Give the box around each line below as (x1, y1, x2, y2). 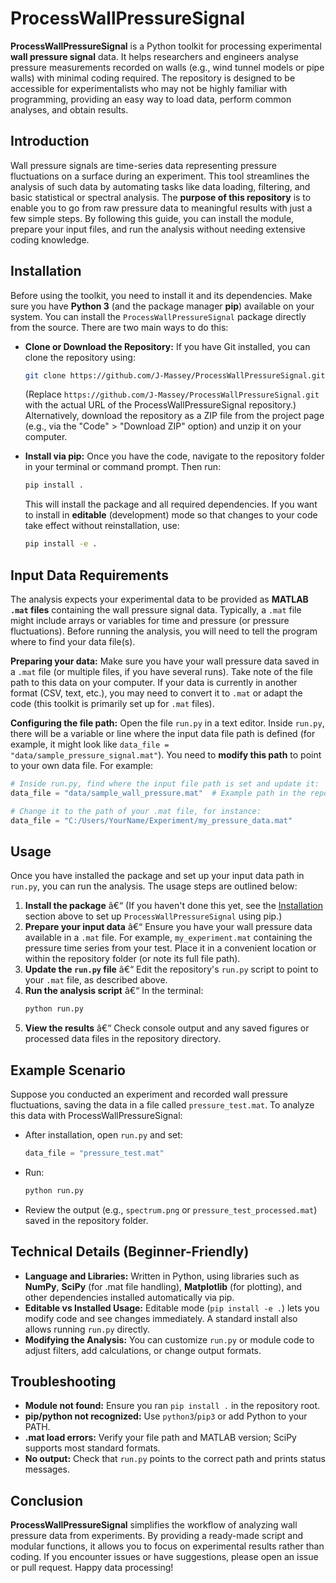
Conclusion (10, 1492, 84, 1509)
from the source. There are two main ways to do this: (10, 321, 229, 333)
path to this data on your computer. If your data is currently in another (10, 677, 298, 688)
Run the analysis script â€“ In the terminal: (24, 985, 204, 997)
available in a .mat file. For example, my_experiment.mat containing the (24, 932, 313, 944)
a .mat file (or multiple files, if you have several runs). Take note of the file (10, 666, 313, 677)
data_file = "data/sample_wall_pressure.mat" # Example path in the (10, 788, 307, 798)
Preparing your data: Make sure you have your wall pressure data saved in (10, 655, 320, 667)
